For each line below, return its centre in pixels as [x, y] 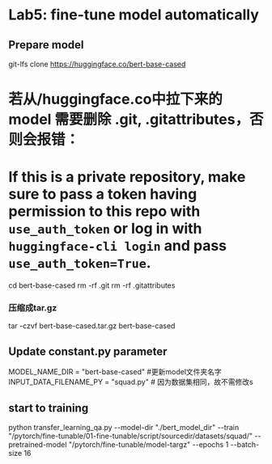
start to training [49, 408]
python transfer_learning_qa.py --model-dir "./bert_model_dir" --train [124, 428]
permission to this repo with [104, 211]
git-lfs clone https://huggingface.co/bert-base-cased [97, 64]
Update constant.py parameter [88, 351]
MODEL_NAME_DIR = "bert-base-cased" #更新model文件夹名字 [115, 372]
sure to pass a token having [103, 194]
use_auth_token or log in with [105, 229]
